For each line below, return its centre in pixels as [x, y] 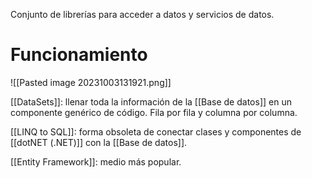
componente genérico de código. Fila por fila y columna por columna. [154, 112]
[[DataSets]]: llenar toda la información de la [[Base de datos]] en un [151, 101]
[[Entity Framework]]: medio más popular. [96, 161]
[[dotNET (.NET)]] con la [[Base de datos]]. [99, 142]
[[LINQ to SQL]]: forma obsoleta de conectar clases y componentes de [156, 131]
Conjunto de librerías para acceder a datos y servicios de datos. [142, 14]
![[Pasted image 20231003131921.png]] [91, 82]
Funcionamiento [79, 55]
